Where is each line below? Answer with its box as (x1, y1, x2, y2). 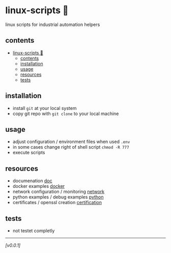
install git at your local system (12, 105, 77, 111)
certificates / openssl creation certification (12, 200, 102, 206)
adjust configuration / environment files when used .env (12, 138, 130, 145)
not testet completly (12, 228, 55, 234)
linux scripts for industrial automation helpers (5, 21, 100, 27)
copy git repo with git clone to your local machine (12, 110, 119, 117)
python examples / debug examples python (12, 194, 104, 200)
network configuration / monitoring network (12, 188, 105, 195)
